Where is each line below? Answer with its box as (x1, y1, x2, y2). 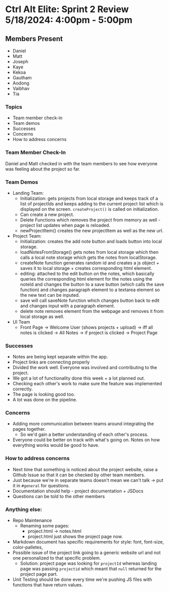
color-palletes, (12, 544, 43, 551)
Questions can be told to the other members (12, 493, 105, 499)
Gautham (12, 75, 32, 80)
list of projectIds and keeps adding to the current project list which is (20, 201, 163, 207)
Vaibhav (12, 85, 30, 92)
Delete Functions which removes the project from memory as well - (20, 216, 161, 223)
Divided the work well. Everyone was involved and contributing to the (12, 365, 157, 371)
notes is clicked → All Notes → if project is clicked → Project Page (20, 330, 158, 336)
